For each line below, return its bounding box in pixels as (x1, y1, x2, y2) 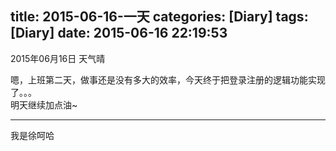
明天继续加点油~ (10, 98, 78, 111)
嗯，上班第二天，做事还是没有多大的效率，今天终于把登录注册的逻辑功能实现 (10, 73, 326, 86)
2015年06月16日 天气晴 (10, 52, 106, 64)
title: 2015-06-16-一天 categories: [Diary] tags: (10, 8, 309, 26)
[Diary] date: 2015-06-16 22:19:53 (10, 25, 228, 42)
